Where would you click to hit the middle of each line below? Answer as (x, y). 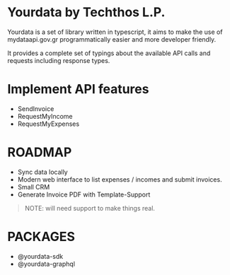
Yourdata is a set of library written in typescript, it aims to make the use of (115, 32)
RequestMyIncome (45, 116)
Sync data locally (43, 172)
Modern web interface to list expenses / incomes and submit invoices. (120, 179)
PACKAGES (41, 237)
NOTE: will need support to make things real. (90, 208)
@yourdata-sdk (40, 256)
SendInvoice (36, 109)
